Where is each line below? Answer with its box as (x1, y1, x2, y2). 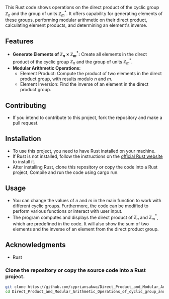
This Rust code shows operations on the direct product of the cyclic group (5, 5, 159, 10)
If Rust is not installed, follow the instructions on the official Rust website (12, 153, 163, 159)
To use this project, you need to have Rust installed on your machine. (12, 148, 156, 154)
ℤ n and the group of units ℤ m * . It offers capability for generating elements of (5, 10, 163, 18)
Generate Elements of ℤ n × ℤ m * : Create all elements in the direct (12, 50, 147, 58)
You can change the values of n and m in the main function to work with (12, 197, 162, 203)
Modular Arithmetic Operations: (12, 65, 81, 71)
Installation (5, 135, 41, 143)
